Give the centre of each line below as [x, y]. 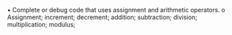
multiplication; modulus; [42, 24]
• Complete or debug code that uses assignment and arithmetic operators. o [116, 10]
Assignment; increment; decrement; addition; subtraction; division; [102, 17]
